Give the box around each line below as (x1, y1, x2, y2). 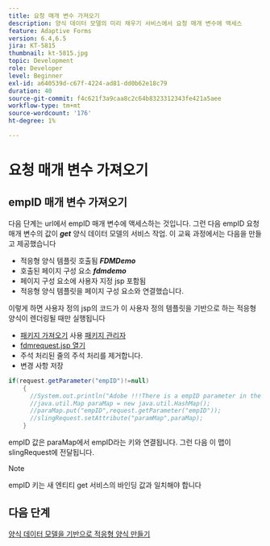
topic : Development (8, 57, 74, 65)
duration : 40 (8, 86, 52, 95)
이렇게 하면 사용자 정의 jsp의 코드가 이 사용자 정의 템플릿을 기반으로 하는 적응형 (8, 303, 256, 313)
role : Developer (8, 65, 63, 73)
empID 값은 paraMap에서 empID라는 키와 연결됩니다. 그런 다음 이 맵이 (8, 437, 231, 447)
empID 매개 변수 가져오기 (8, 195, 127, 210)
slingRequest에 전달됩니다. (8, 448, 95, 456)
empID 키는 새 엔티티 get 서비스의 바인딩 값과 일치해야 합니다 (8, 481, 201, 490)
